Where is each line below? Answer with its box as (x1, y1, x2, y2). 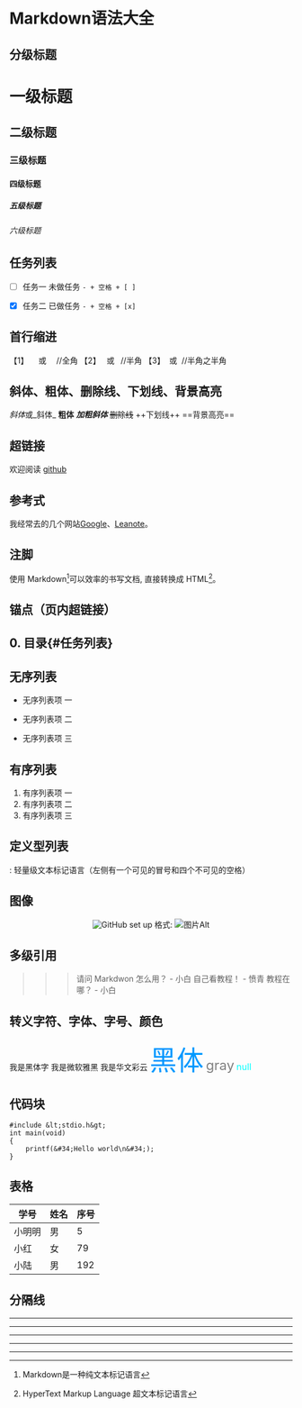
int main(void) (9, 1128, 67, 1138)
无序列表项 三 (22, 733, 73, 744)
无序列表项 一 (22, 695, 73, 705)
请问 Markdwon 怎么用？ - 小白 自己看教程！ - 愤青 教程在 (75, 974, 290, 985)
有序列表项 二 (22, 798, 73, 809)
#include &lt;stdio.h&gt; (9, 1121, 106, 1130)
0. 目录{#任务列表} (9, 636, 114, 651)
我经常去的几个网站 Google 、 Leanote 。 (9, 519, 153, 530)
